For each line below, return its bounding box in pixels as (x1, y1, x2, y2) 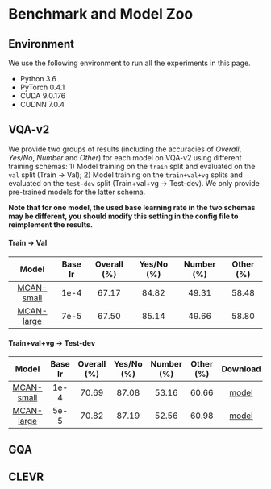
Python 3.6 (19, 74, 56, 83)
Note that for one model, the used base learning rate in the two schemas (8, 202, 256, 212)
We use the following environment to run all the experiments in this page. (8, 58, 252, 68)
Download (221, 363, 261, 375)
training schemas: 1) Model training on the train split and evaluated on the (8, 161, 256, 171)
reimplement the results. (8, 219, 93, 230)
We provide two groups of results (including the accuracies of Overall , (8, 144, 242, 154)
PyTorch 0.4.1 (19, 82, 65, 92)
